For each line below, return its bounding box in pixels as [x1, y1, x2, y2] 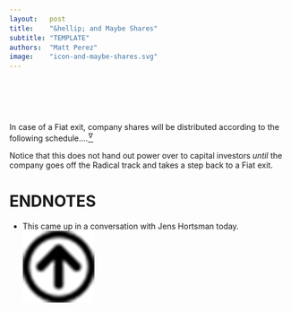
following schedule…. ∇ [9, 131, 93, 143]
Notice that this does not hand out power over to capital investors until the [9, 150, 283, 160]
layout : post [9, 14, 66, 23]
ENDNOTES [9, 191, 97, 211]
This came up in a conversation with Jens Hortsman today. [21, 221, 239, 231]
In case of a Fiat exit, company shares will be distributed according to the [9, 122, 280, 133]
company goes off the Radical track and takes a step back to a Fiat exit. [9, 160, 273, 170]
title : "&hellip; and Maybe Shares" [9, 23, 158, 33]
